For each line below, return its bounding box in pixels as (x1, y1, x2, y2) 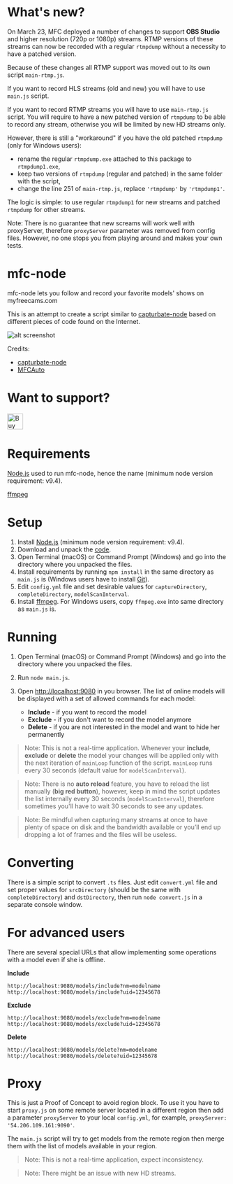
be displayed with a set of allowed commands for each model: (17, 694, 196, 703)
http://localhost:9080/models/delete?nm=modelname (7, 1046, 158, 1053)
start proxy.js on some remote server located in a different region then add (7, 1106, 225, 1115)
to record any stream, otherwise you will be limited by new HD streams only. (7, 120, 226, 128)
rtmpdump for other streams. (7, 205, 86, 213)
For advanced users (7, 924, 126, 940)
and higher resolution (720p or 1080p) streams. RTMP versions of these (7, 34, 214, 43)
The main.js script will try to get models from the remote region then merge (7, 1134, 225, 1143)
